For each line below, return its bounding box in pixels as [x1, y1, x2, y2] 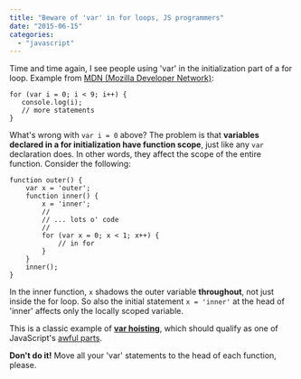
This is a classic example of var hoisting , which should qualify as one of [9, 323, 278, 334]
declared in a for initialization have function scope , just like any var [9, 139, 264, 150]
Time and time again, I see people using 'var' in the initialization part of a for [9, 63, 293, 74]
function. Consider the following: [9, 159, 131, 170]
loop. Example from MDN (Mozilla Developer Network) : [9, 73, 214, 84]
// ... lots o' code [42, 216, 119, 225]
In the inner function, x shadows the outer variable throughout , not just [9, 286, 274, 298]
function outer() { [9, 176, 83, 185]
